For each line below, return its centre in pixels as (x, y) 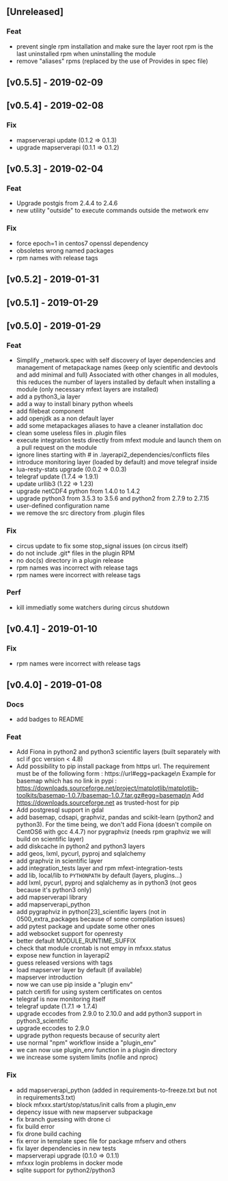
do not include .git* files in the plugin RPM (75, 553)
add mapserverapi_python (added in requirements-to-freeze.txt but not (116, 1090)
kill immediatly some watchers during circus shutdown (93, 607)
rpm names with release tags (57, 257)
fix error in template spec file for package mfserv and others (101, 1141)
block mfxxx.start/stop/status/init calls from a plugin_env (96, 1104)
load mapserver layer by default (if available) (79, 970)
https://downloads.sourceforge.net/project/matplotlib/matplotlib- (108, 788)
